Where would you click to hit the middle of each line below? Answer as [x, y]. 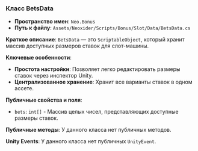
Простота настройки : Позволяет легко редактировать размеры [97, 69]
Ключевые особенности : [39, 58]
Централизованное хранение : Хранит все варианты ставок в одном [103, 82]
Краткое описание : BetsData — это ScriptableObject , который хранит [95, 40]
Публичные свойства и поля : [44, 100]
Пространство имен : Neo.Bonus [55, 22]
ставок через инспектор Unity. [54, 76]
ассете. [24, 88]
